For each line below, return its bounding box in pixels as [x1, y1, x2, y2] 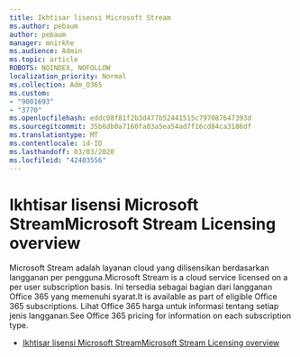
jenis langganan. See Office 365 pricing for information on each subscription [9, 310, 291, 321]
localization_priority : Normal [9, 72, 127, 81]
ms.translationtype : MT [9, 131, 99, 140]
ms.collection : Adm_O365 [9, 80, 103, 89]
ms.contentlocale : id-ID [9, 139, 103, 148]
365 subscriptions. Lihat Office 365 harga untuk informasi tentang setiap [9, 301, 279, 312]
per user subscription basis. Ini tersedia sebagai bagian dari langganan [9, 281, 273, 293]
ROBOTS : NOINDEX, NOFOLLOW [9, 64, 111, 73]
